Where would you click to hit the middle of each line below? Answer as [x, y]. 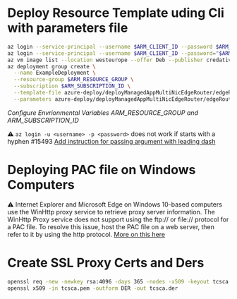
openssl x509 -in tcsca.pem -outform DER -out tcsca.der [93, 288]
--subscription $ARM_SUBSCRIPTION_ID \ [72, 86]
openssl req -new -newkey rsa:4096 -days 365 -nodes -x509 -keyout [109, 281]
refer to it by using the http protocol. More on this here [86, 234]
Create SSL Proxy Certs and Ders [106, 263]
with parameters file [68, 28]
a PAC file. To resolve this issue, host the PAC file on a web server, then [111, 226]
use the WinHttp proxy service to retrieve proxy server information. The [111, 212]
